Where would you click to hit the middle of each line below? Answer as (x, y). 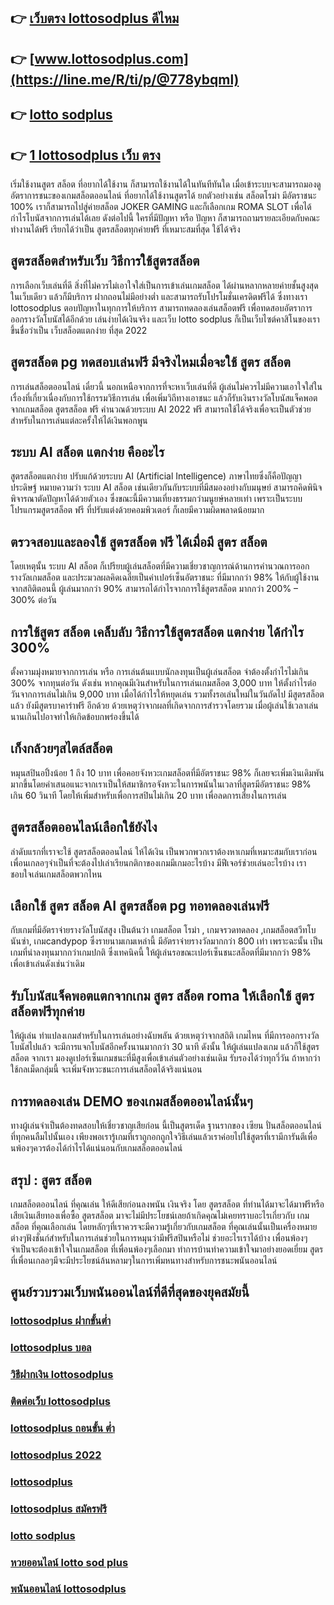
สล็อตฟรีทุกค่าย (47, 1011)
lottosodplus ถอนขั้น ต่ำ (62, 1428)
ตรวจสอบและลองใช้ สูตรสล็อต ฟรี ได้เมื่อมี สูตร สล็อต (139, 541)
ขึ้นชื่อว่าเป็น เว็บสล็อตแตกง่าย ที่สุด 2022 (79, 330)
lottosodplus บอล (51, 1348)
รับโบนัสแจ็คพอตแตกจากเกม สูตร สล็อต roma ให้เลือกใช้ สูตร (162, 995)
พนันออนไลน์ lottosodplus (68, 1589)
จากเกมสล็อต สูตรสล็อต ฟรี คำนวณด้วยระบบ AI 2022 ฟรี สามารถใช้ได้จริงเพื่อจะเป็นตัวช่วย (161, 409)
